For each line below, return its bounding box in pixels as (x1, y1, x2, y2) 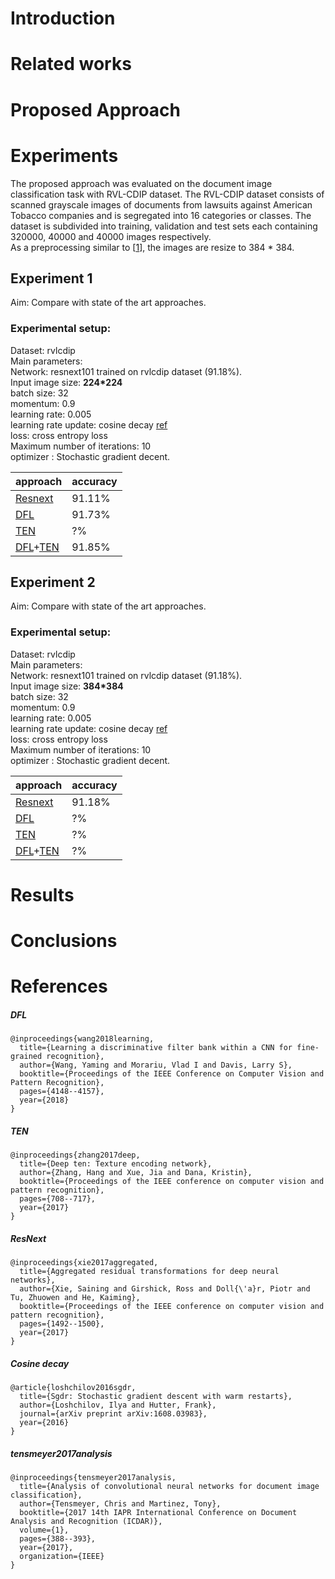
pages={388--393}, (19, 1534, 97, 1544)
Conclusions (10, 930, 118, 952)
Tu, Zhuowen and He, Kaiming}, (10, 1293, 141, 1303)
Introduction (10, 7, 116, 30)
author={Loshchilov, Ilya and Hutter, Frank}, (19, 1400, 217, 1411)
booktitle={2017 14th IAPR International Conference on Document (19, 1508, 298, 1518)
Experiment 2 (10, 574, 96, 591)
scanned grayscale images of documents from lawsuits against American (10, 198, 313, 211)
